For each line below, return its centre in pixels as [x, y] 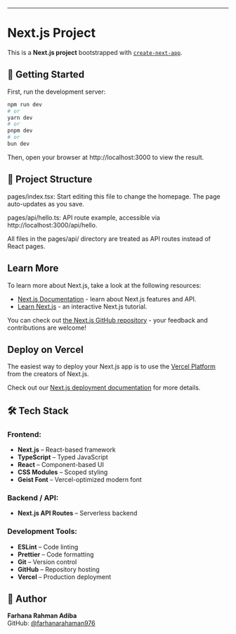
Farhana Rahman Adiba [42, 616]
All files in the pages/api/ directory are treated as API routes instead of [109, 238]
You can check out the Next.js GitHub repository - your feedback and [108, 320]
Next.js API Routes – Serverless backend [77, 513]
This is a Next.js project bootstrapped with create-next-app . [95, 52]
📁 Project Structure [50, 179]
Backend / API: [33, 497]
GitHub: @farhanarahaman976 [52, 623]
